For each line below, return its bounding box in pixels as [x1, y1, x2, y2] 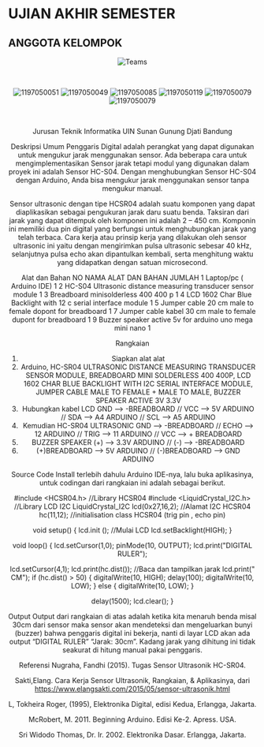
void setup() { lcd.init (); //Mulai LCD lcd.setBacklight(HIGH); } [32, 525, 232, 535]
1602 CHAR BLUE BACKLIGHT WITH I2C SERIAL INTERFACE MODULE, [23, 379, 254, 388]
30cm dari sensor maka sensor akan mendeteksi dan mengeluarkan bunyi [12, 620, 253, 629]
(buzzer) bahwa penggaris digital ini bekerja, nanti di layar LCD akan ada [14, 629, 251, 637]
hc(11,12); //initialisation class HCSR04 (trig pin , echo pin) [39, 510, 226, 519]
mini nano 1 [113, 323, 151, 332]
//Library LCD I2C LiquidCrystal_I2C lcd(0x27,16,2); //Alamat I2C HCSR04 [13, 502, 251, 511]
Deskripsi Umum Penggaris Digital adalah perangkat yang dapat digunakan [10, 142, 255, 151]
